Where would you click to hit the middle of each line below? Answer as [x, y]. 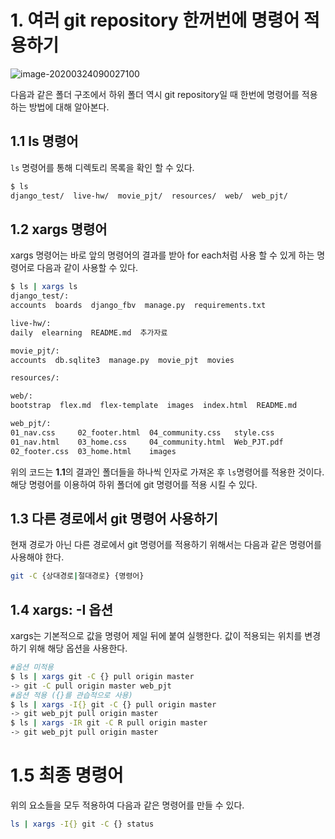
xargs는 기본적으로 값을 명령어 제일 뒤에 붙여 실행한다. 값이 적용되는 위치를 [156, 636]
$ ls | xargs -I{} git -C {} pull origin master [113, 704]
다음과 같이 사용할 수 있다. [87, 268]
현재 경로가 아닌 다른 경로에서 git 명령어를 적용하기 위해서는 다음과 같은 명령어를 [166, 545]
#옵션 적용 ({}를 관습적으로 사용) [71, 695]
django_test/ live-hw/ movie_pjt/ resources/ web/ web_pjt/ [149, 196]
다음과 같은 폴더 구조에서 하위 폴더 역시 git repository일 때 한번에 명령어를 [155, 94]
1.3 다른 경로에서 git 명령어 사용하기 [114, 518]
